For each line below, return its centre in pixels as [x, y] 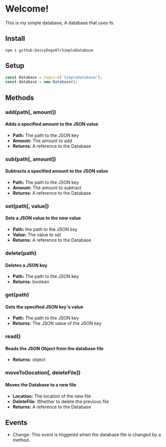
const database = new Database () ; [42, 82]
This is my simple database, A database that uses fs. [60, 23]
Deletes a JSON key [26, 265]
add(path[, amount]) [31, 112]
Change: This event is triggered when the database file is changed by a [87, 435]
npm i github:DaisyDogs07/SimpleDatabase [49, 50]
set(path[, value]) [27, 206]
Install [15, 39]
